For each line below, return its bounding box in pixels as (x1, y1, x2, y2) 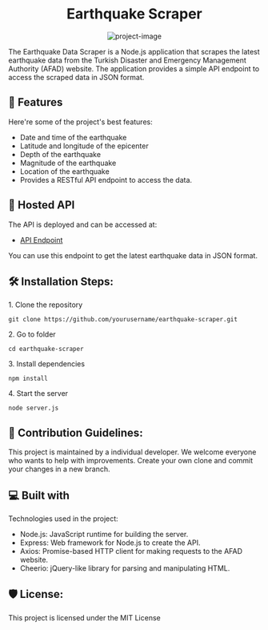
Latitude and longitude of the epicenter (19, 141, 150, 151)
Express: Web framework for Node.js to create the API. (19, 538, 201, 547)
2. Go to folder (8, 329, 56, 339)
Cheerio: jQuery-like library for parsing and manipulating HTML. (19, 563, 230, 573)
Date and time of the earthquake (19, 132, 127, 142)
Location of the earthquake (19, 166, 110, 176)
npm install (8, 374, 48, 383)
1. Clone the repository (8, 300, 83, 309)
